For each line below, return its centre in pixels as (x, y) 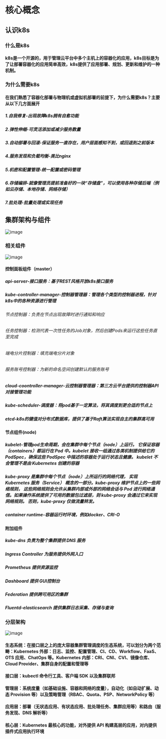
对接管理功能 (18, 392)
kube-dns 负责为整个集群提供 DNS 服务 (45, 541)
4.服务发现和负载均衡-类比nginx (38, 156)
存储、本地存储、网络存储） (42, 189)
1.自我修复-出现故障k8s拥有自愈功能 (42, 116)
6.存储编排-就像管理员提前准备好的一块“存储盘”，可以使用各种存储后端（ (80, 183)
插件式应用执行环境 (25, 731)
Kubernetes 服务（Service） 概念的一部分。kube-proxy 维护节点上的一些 (80, 483)
